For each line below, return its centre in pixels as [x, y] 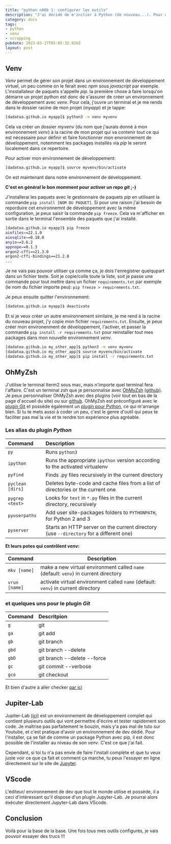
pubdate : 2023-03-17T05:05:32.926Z [43, 43]
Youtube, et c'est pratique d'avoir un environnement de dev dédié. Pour [80, 732]
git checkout [53, 675]
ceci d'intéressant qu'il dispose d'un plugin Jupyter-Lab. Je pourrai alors [81, 797]
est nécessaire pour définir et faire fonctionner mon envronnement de [78, 137]
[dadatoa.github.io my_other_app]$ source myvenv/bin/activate [74, 352]
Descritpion [53, 616]
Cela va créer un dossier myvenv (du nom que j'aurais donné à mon [76, 127]
